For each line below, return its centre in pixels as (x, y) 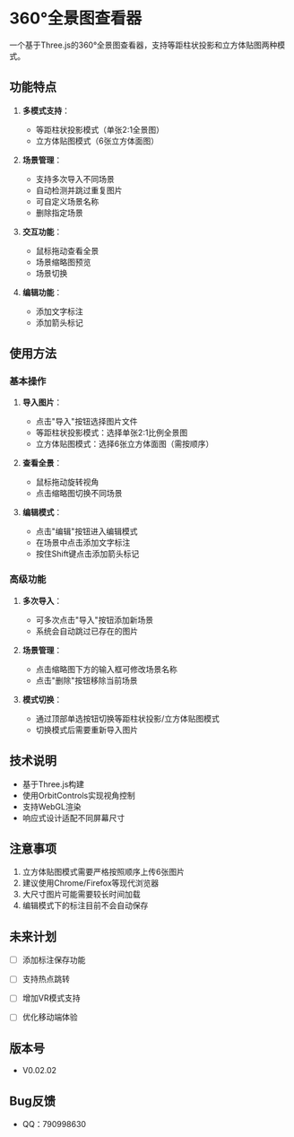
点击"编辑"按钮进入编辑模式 (86, 531)
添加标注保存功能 (54, 960)
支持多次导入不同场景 (75, 179)
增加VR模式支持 (51, 998)
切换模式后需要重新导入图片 (87, 730)
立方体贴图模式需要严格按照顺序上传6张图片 (104, 872)
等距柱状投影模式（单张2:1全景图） (99, 129)
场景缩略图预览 (63, 262)
